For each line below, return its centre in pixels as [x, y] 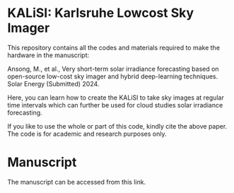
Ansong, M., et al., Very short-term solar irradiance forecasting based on [113, 69]
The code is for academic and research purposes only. [87, 134]
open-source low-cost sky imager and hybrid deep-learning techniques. [113, 76]
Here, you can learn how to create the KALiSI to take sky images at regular [116, 98]
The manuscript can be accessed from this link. [77, 182]
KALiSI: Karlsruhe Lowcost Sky [101, 13]
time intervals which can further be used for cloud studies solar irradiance [115, 105]
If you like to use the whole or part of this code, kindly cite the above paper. [117, 126]
